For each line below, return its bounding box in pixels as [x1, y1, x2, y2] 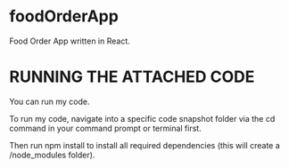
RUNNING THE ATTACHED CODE [9, 67, 255, 87]
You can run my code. [9, 96, 91, 107]
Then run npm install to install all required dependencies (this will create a [9, 140, 281, 150]
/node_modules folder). [9, 149, 95, 160]
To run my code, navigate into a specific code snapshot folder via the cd [9, 113, 276, 124]
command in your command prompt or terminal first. [9, 123, 202, 133]
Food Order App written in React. [9, 36, 131, 46]
